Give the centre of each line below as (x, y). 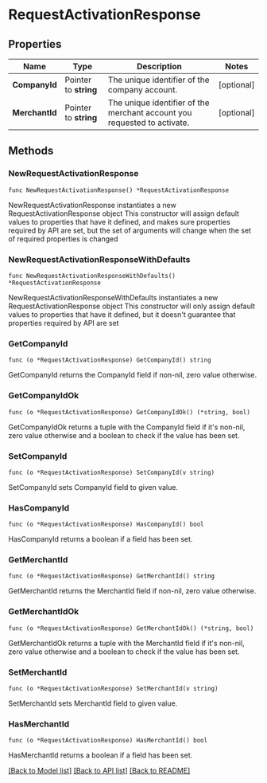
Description (159, 67)
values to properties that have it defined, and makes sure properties (119, 221)
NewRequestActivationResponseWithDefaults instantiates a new (113, 297)
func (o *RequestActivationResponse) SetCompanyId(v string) (112, 472)
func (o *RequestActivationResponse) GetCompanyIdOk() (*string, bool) (129, 412)
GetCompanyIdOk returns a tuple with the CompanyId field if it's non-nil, (127, 427)
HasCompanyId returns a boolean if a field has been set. (101, 539)
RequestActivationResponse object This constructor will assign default (124, 213)
